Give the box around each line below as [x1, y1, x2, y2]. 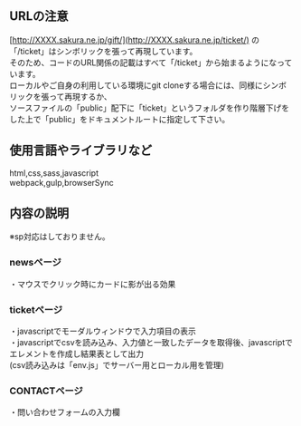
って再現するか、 [48, 91, 113, 102]
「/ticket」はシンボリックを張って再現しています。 [9, 45, 198, 56]
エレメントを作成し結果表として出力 [9, 348, 145, 360]
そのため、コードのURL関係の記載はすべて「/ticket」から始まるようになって [9, 57, 293, 68]
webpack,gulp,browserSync [9, 177, 115, 188]
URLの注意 [9, 8, 70, 24]
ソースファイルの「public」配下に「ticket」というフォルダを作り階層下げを [9, 102, 290, 113]
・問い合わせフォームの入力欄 [9, 407, 120, 418]
